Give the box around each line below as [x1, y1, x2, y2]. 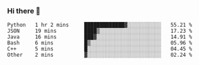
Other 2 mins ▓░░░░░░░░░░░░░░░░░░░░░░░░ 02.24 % [7, 51, 193, 59]
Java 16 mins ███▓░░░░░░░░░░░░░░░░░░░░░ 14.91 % [7, 34, 193, 40]
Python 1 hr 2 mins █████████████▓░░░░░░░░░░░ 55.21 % [7, 22, 193, 29]
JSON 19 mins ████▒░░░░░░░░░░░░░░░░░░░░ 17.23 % [7, 27, 193, 35]
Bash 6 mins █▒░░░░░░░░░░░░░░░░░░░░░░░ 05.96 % [7, 40, 193, 47]
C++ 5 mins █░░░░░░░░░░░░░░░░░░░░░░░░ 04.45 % [7, 46, 193, 53]
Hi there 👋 [7, 6, 41, 16]
